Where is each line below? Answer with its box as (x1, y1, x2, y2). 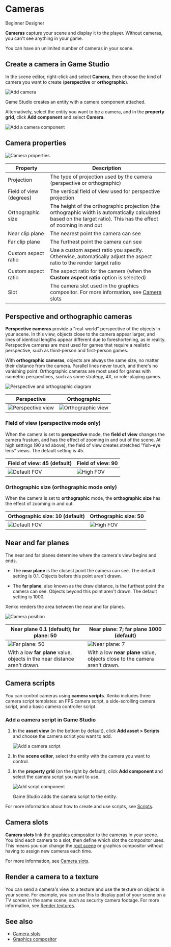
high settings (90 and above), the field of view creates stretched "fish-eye (5, 442, 161, 448)
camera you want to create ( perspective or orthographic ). (5, 79, 129, 85)
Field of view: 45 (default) (8, 459, 72, 467)
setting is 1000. (12, 593, 45, 600)
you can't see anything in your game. (5, 35, 83, 41)
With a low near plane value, (87, 649, 156, 656)
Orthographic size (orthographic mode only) (5, 483, 117, 491)
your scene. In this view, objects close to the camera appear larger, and (5, 331, 155, 337)
